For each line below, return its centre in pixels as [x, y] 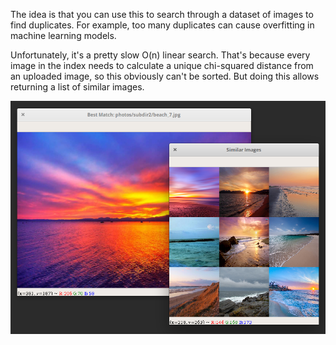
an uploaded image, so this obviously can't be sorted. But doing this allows [165, 76]
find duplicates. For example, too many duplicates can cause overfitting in [162, 25]
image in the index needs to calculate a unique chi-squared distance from [162, 65]
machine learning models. [63, 35]
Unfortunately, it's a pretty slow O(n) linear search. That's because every [160, 55]
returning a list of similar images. [77, 87]
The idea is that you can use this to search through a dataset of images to [162, 14]
